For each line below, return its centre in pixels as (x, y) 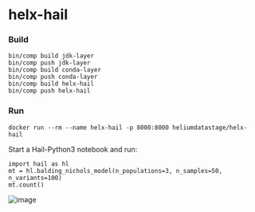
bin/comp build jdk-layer (51, 56)
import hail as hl (39, 164)
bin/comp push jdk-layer (49, 63)
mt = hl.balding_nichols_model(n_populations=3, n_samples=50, (116, 171)
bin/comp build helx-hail (51, 84)
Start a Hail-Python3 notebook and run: (73, 149)
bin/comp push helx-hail (49, 91)
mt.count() (26, 185)
